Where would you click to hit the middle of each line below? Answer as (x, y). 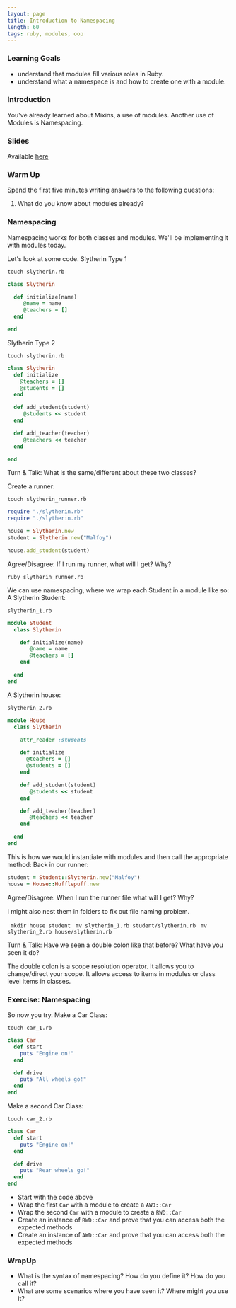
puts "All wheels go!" (53, 1079)
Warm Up (24, 175)
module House (26, 720)
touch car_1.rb (30, 1028)
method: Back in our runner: (48, 864)
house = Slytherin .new (41, 532)
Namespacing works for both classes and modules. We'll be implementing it (118, 237)
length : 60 (23, 27)
